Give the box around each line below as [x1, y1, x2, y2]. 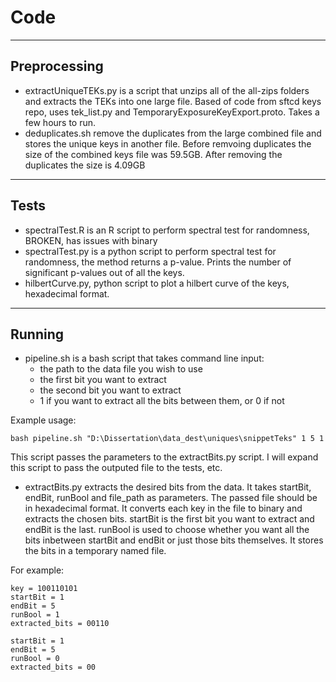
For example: [10, 564, 65, 576]
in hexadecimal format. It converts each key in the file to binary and [24, 502, 303, 515]
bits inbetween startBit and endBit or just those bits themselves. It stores [24, 534, 324, 546]
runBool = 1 [10, 610, 60, 620]
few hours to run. [24, 116, 97, 128]
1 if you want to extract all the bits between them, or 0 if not [39, 395, 285, 407]
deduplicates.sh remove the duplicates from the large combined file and [24, 127, 322, 139]
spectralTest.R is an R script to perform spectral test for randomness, [24, 224, 310, 236]
